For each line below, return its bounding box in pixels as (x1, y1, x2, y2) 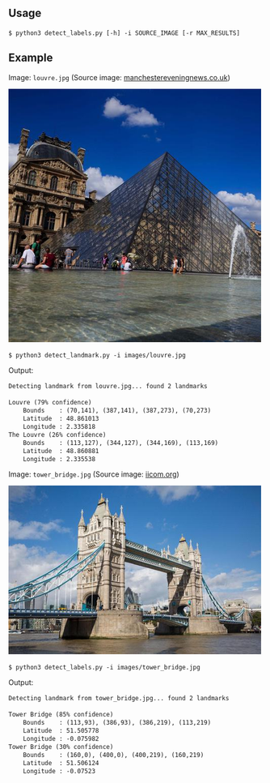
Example (8, 51, 53, 65)
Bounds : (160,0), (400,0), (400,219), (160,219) (23, 751, 205, 759)
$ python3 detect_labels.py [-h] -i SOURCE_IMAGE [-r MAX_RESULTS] (8, 28, 241, 37)
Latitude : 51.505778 (23, 726, 99, 734)
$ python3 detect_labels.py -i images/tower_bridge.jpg (8, 663, 200, 671)
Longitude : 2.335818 (23, 422, 95, 430)
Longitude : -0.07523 (23, 767, 95, 775)
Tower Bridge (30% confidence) (8, 742, 114, 751)
